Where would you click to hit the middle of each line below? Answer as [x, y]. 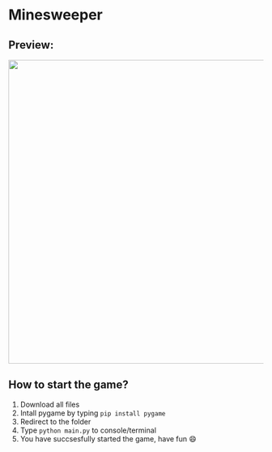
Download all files [50, 404]
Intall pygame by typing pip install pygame [93, 413]
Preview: [31, 45]
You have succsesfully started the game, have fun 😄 [108, 438]
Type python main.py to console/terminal [88, 430]
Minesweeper [55, 15]
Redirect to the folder [55, 421]
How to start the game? [68, 385]
